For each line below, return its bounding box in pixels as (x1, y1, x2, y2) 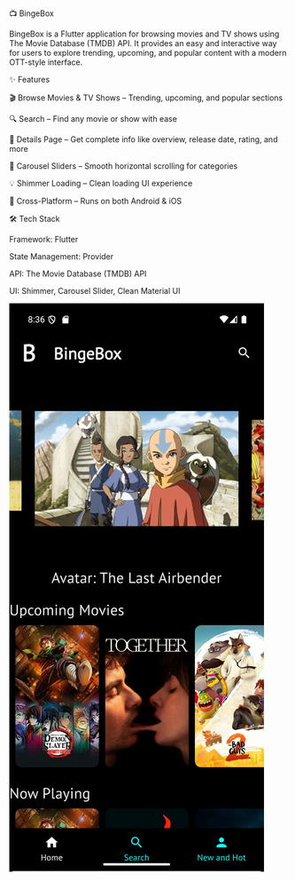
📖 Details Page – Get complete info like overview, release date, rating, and (9, 134, 278, 145)
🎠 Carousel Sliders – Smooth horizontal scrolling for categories (9, 161, 238, 171)
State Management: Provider (9, 251, 114, 261)
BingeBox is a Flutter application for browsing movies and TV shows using (9, 28, 280, 39)
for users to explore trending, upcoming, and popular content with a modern (9, 48, 287, 58)
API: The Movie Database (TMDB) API (9, 268, 147, 279)
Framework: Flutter (9, 234, 79, 244)
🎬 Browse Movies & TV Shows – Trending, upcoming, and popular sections (9, 92, 283, 103)
